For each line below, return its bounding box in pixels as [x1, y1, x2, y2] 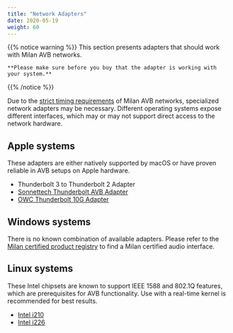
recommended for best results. [7, 296, 98, 305]
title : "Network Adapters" [7, 10, 87, 18]
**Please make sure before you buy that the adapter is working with [7, 65, 217, 72]
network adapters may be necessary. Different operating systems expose [7, 104, 222, 113]
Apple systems [7, 140, 76, 152]
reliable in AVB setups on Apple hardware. [7, 166, 130, 175]
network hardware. [7, 119, 63, 128]
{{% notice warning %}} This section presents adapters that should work [7, 43, 220, 52]
